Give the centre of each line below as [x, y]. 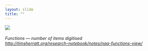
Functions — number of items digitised [44, 38]
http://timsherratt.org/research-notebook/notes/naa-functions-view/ [74, 43]
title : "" [15, 14]
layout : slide [19, 9]
